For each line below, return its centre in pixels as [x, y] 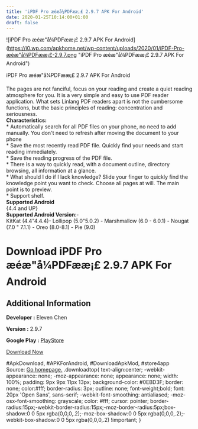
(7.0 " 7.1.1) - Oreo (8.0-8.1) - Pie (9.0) [51, 227]
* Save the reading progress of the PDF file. [59, 158]
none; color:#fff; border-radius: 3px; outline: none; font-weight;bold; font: [95, 389]
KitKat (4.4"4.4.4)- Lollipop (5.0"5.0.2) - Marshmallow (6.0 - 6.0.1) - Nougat [98, 221]
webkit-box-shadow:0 [33, 420]
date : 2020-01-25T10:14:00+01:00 [47, 17]
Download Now [25, 352]
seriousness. [22, 114]
